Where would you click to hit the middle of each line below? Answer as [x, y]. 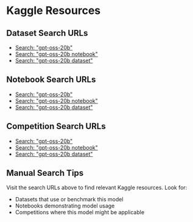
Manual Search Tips [45, 173]
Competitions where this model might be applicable [80, 212]
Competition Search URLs [56, 126]
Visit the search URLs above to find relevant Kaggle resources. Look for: [97, 188]
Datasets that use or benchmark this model [69, 199]
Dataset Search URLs [47, 33]
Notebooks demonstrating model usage [65, 206]
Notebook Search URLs [51, 80]
